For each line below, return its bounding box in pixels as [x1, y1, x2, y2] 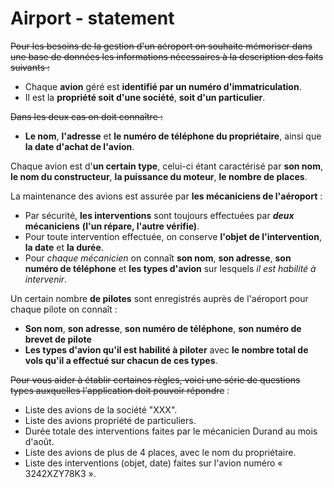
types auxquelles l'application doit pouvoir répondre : [10, 384, 230, 396]
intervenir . [24, 273, 68, 285]
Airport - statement [10, 7, 175, 30]
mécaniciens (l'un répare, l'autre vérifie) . [24, 220, 200, 232]
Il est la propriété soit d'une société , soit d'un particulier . [24, 91, 266, 103]
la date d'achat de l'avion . [24, 140, 135, 152]
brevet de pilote [24, 333, 92, 345]
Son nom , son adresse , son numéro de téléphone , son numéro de [24, 322, 302, 334]
